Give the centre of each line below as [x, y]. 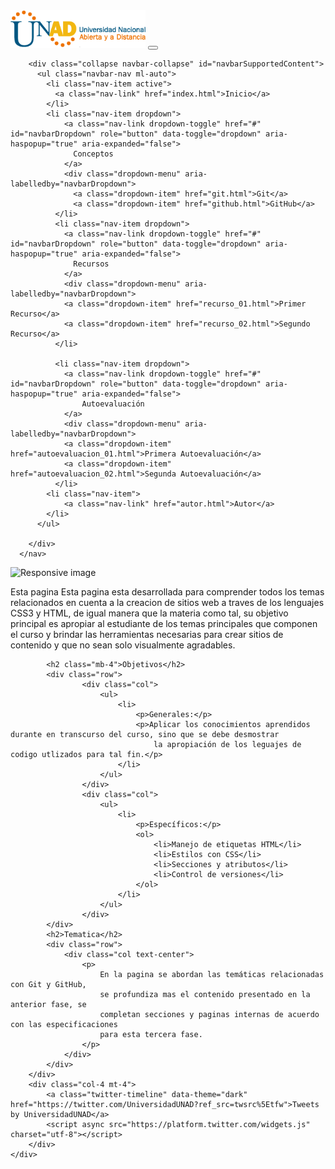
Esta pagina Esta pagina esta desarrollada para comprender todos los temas [167, 592]
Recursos [91, 264]
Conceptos [93, 154]
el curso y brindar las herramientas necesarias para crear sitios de [147, 634]
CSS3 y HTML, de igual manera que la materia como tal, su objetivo [149, 613]
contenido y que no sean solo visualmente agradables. [123, 645]
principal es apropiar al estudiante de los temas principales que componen [164, 623]
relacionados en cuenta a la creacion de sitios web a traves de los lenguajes [167, 602]
